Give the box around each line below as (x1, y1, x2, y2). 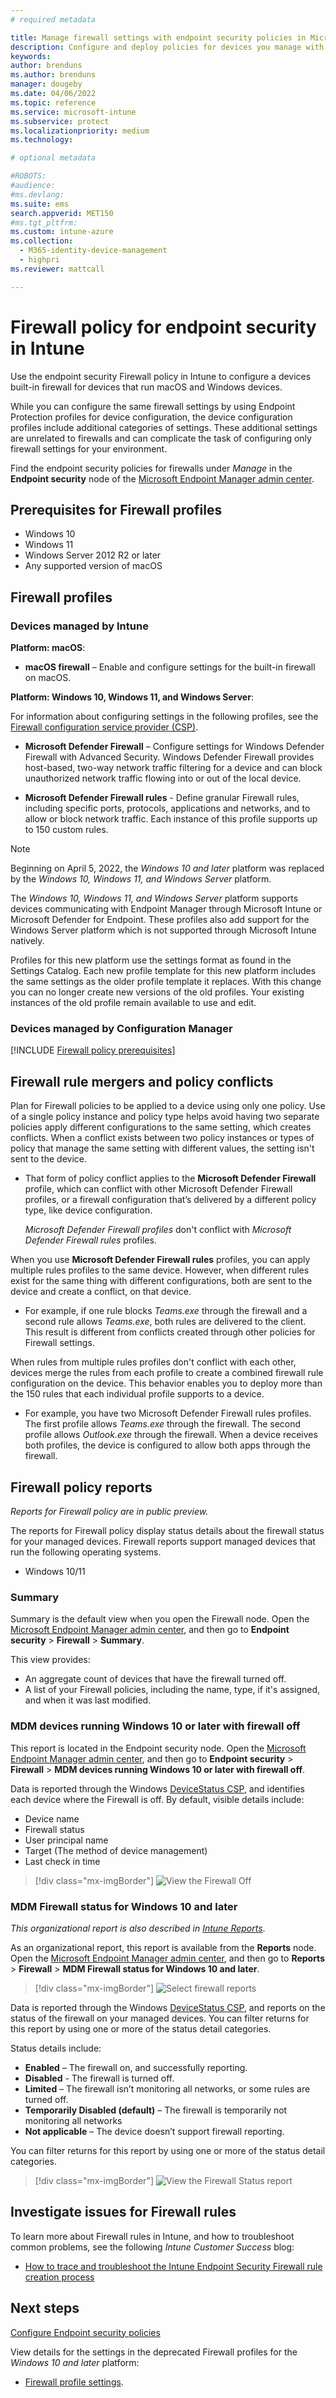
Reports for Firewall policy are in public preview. (10, 1505, 209, 1517)
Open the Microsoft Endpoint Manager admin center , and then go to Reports (10, 1952, 325, 1964)
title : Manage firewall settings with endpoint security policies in (10, 32, 307, 43)
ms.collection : (10, 236, 74, 246)
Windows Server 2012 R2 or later (24, 549, 162, 561)
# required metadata (10, 14, 97, 25)
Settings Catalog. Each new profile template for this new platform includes (10, 965, 317, 977)
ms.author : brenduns (10, 70, 97, 80)
